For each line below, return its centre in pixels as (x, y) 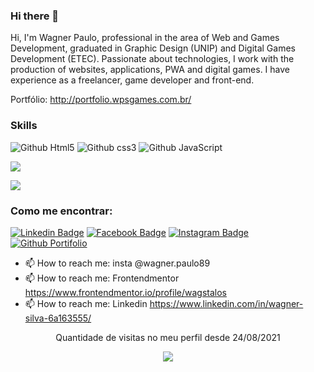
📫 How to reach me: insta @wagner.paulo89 (117, 263)
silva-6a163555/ (58, 318)
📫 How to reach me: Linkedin (86, 303)
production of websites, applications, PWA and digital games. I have (150, 70)
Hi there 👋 (35, 16)
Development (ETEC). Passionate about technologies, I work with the (152, 59)
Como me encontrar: (61, 211)
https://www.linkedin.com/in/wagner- (226, 303)
